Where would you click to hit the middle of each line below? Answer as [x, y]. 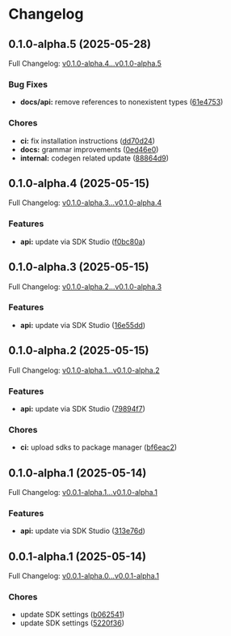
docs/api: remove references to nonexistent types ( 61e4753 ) [122, 102]
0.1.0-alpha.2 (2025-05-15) [79, 350]
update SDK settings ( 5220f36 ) [72, 623]
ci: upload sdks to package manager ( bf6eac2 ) [99, 447]
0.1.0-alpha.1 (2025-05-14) [78, 473]
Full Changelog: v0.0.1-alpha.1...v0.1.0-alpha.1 [83, 493]
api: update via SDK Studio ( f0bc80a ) [82, 241]
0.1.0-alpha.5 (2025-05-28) [80, 44]
